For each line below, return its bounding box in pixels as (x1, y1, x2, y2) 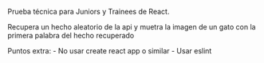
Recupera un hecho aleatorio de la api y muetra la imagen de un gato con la (7, 22, 256, 31)
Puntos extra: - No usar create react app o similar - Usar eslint (7, 46, 212, 55)
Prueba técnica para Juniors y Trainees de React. (7, 7, 170, 16)
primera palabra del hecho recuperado (7, 31, 135, 40)
